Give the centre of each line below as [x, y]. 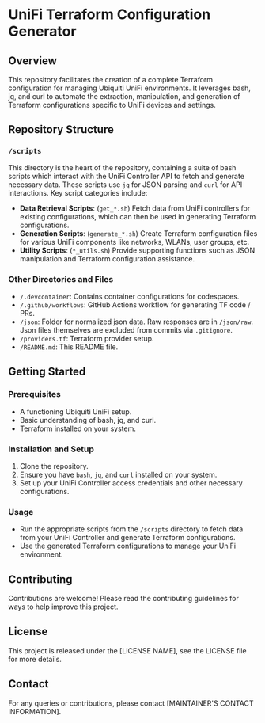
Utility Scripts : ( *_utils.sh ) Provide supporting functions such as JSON [137, 250]
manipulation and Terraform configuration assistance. [107, 258]
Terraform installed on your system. [78, 428]
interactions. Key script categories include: [78, 192]
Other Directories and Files [61, 279]
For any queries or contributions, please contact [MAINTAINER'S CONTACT [131, 703]
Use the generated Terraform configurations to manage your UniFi [127, 546]
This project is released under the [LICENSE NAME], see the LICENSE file [127, 650]
